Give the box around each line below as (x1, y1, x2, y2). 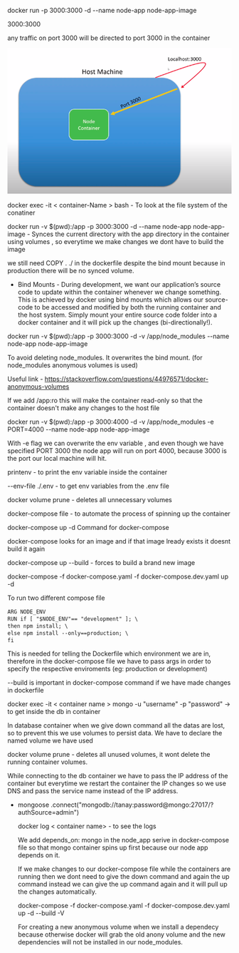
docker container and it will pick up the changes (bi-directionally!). (17, 318, 213, 327)
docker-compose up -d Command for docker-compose (7, 524, 169, 532)
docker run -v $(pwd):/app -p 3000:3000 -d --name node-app (7, 223, 192, 231)
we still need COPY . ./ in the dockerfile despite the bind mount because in (7, 259, 225, 267)
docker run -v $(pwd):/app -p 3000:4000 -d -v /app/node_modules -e (7, 417, 215, 427)
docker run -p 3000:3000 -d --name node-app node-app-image (7, 6, 197, 14)
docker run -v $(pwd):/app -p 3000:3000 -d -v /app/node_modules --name (7, 332, 230, 341)
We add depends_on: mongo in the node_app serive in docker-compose (17, 836, 230, 845)
